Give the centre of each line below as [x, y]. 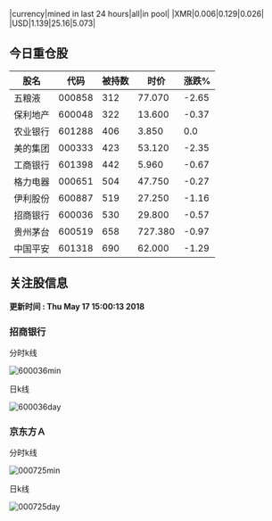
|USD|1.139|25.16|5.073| [53, 23]
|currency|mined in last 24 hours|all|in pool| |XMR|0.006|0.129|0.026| [137, 14]
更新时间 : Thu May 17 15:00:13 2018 [77, 306]
